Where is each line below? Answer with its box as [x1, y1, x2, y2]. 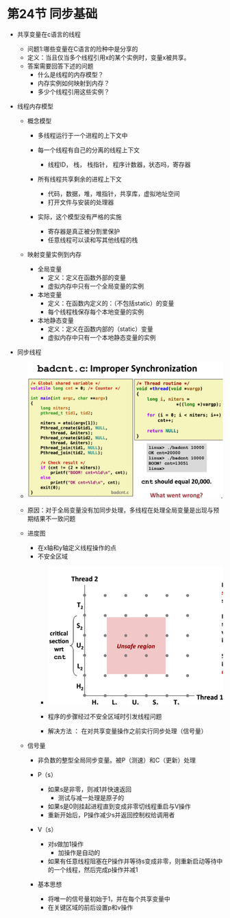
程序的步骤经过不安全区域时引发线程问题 [47, 712, 162, 721]
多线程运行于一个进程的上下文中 [37, 131, 128, 139]
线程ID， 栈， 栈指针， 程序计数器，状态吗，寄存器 [47, 160, 191, 169]
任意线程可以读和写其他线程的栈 [47, 236, 138, 244]
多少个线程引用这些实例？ [37, 87, 110, 96]
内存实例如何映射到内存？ [37, 79, 110, 87]
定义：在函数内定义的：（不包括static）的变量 [47, 299, 175, 307]
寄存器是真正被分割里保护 [47, 227, 120, 235]
